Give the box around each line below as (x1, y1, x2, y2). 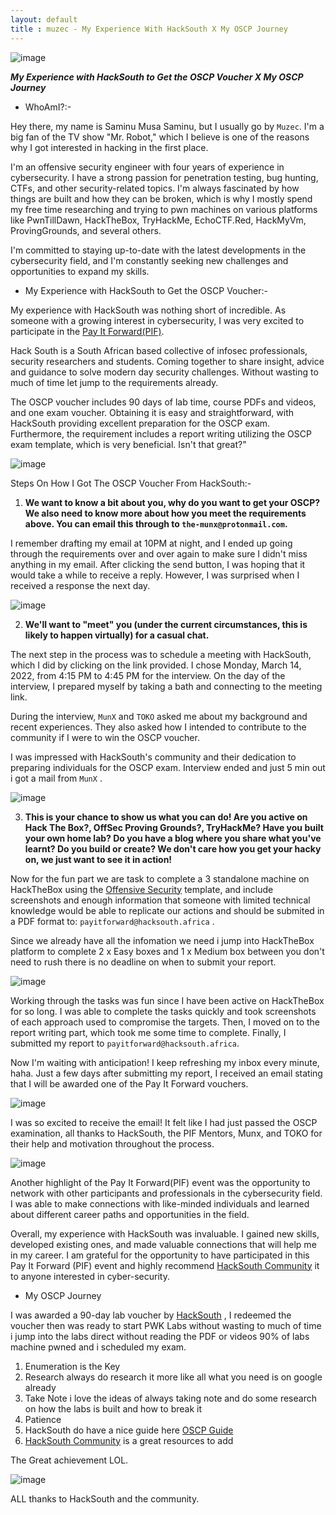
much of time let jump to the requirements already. (10, 376, 219, 388)
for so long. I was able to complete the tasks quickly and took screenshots (10, 1005, 317, 1017)
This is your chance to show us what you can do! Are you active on (24, 811, 308, 823)
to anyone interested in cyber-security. (10, 1270, 170, 1282)
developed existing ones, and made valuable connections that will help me (10, 1238, 317, 1250)
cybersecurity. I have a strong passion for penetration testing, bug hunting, (10, 171, 319, 183)
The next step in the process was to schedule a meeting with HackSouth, (10, 648, 312, 660)
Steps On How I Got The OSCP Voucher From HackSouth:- (10, 477, 252, 489)
